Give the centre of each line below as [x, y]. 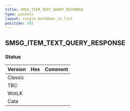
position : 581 [19, 23]
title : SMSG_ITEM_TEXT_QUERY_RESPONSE [44, 9]
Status [13, 56]
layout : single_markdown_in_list [39, 18]
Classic [16, 77]
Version [17, 69]
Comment [56, 69]
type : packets [19, 14]
